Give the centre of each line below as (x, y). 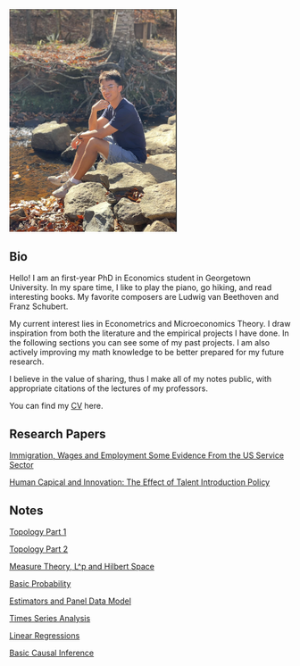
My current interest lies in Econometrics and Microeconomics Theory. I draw (150, 324)
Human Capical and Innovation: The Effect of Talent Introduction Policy (140, 482)
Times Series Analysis (50, 618)
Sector (21, 465)
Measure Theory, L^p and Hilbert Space (82, 566)
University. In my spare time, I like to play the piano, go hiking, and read (141, 287)
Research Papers (58, 433)
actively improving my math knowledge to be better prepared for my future (146, 353)
